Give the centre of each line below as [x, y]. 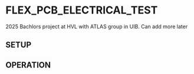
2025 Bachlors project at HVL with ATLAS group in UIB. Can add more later [97, 26]
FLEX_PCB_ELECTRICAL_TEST [82, 10]
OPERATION [28, 65]
